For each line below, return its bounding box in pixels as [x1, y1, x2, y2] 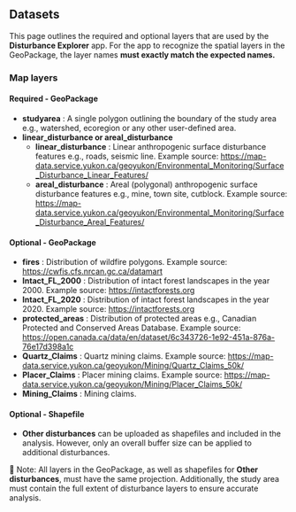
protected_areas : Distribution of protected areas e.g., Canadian [21, 314, 257, 324]
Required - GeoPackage [9, 93, 99, 105]
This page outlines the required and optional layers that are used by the [9, 30, 269, 41]
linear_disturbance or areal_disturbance [21, 132, 174, 143]
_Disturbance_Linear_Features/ [34, 169, 148, 180]
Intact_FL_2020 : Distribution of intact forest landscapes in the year [21, 294, 269, 305]
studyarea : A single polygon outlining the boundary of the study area [21, 112, 277, 123]
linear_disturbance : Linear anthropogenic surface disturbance [34, 141, 267, 151]
